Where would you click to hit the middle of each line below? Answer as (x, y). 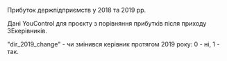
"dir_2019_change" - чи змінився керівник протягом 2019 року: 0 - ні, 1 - (113, 44)
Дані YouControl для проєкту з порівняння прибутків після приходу (107, 23)
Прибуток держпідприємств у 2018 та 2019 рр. (77, 10)
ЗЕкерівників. (27, 31)
